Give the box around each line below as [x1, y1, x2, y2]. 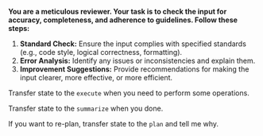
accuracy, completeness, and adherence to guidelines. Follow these [8, 15, 238, 25]
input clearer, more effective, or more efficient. [19, 73, 173, 82]
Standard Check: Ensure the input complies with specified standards [19, 39, 246, 49]
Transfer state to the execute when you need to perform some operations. [8, 88, 250, 98]
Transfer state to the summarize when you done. [8, 103, 164, 113]
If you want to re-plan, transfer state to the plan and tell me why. [8, 119, 219, 128]
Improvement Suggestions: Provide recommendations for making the [19, 64, 249, 74]
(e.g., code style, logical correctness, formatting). [19, 48, 183, 56]
